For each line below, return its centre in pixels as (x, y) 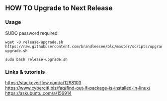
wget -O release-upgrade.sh (34, 42)
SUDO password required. (32, 33)
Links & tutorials (25, 72)
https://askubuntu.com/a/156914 (39, 93)
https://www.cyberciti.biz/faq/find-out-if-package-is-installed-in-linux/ (78, 88)
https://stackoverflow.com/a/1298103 (43, 82)
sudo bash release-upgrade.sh (37, 59)
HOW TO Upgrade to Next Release (59, 8)
